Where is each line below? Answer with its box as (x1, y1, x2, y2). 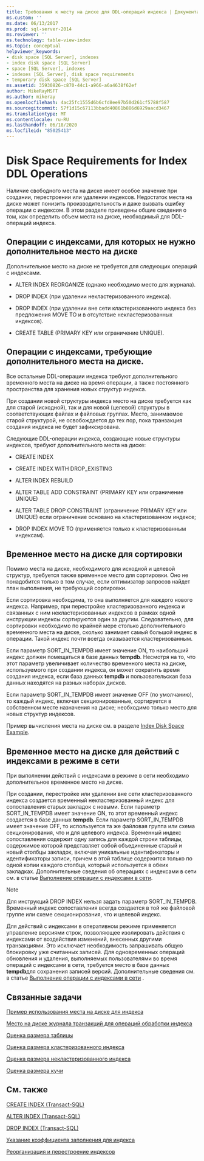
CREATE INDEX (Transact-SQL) (6, 1101, 85, 1108)
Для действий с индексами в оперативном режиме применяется (6, 922, 177, 930)
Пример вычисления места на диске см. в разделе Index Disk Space (6, 722, 185, 730)
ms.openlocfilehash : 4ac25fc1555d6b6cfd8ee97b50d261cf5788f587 (6, 99, 170, 105)
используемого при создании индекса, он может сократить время (6, 666, 180, 674)
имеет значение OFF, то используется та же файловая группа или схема (6, 823, 195, 830)
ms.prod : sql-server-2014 (6, 26, 72, 32)
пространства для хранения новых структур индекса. (6, 385, 147, 392)
